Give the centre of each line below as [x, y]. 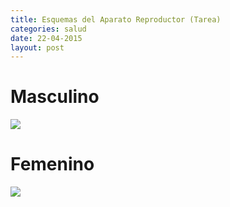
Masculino [55, 97]
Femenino [52, 164]
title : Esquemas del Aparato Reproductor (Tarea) [116, 19]
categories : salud [48, 29]
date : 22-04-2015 [46, 38]
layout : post [37, 47]
